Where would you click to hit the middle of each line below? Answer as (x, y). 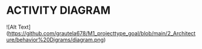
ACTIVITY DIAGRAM (58, 10)
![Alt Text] (19, 27)
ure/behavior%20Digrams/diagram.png (55, 39)
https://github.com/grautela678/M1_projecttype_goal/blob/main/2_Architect (102, 33)
